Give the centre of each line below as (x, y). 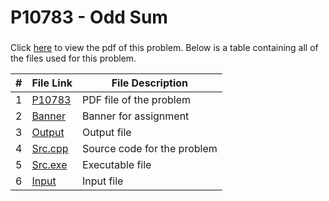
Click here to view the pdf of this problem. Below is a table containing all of (164, 48)
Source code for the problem (149, 149)
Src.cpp (50, 149)
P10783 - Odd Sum (89, 17)
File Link (52, 83)
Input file (102, 181)
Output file (106, 133)
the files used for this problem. (73, 58)
